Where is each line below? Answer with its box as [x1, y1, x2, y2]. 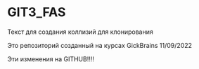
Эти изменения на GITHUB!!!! [7, 54, 95, 63]
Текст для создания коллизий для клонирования [7, 27, 153, 36]
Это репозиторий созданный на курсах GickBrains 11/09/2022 [7, 41, 192, 49]
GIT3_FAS [7, 4, 66, 20]
